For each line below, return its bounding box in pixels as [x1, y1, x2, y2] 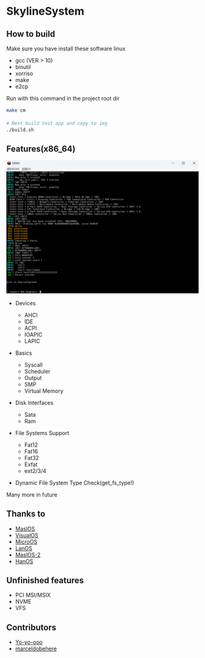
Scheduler [24, 368, 51, 375]
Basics [15, 349, 32, 357]
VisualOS [15, 531, 38, 539]
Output [24, 374, 42, 381]
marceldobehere [15, 645, 57, 652]
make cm [6, 107, 26, 113]
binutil [15, 63, 31, 70]
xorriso [15, 70, 34, 77]
